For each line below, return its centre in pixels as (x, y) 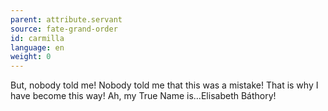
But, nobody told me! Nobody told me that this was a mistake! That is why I (164, 85)
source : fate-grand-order (64, 29)
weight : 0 (31, 57)
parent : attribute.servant (66, 19)
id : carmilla (37, 38)
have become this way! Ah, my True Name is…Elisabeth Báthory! (143, 96)
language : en (37, 47)
